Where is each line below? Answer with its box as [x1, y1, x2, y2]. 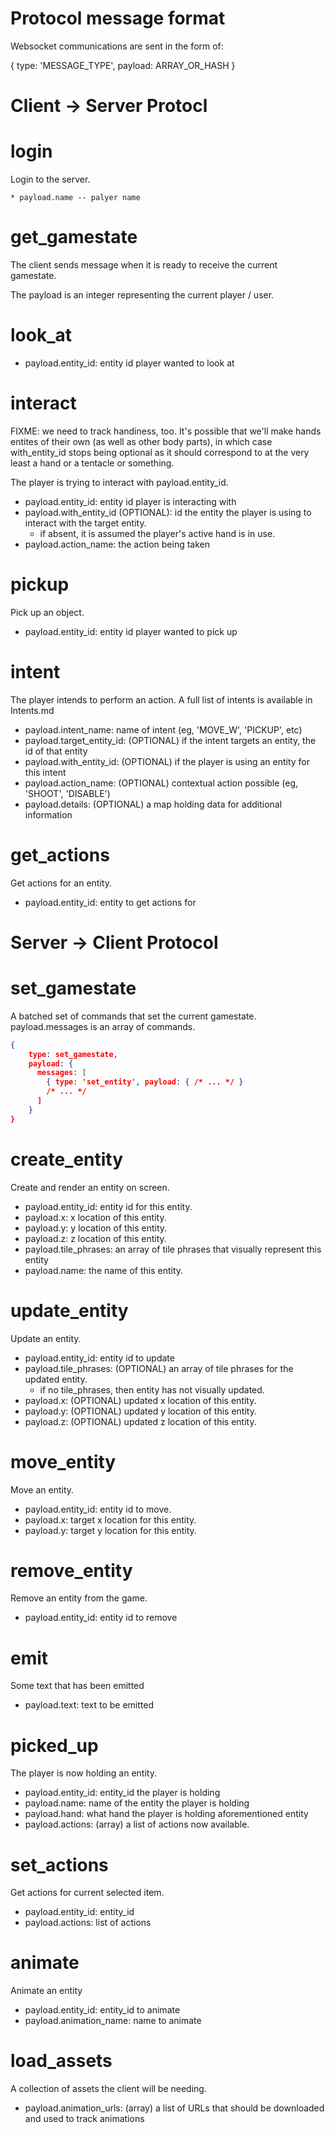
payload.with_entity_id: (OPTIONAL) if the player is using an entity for [24, 755, 311, 767]
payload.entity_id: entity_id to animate [24, 2004, 181, 2016]
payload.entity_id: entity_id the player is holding [24, 1787, 221, 1799]
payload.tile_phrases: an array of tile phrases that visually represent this [24, 1243, 322, 1255]
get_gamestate [10, 226, 138, 249]
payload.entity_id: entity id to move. [24, 1503, 172, 1515]
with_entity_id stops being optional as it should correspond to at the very [10, 446, 310, 458]
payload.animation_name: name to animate [24, 2015, 202, 2027]
